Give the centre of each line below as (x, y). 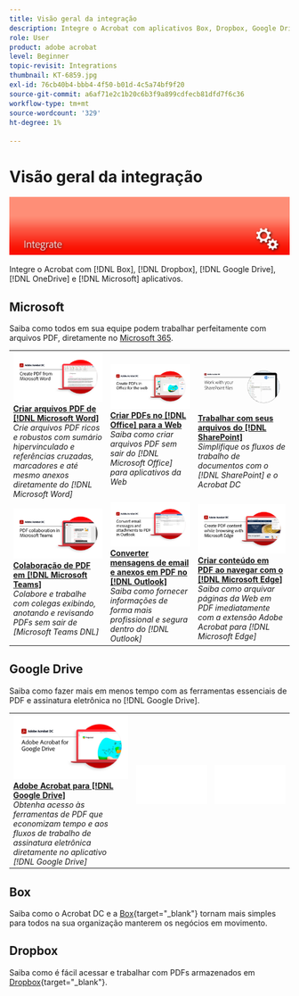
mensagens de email (149, 563)
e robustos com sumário (57, 437)
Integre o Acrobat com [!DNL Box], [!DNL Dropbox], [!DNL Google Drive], (142, 270)
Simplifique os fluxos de (242, 446)
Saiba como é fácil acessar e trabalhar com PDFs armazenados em (132, 972)
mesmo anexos (41, 475)
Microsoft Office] (141, 463)
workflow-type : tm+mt (49, 104)
